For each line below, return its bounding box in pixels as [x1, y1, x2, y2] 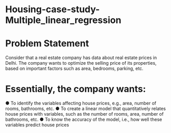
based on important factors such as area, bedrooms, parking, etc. [5, 65, 144, 72]
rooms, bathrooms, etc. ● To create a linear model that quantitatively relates [5, 105, 166, 112]
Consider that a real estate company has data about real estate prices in [5, 55, 157, 61]
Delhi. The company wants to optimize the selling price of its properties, [5, 60, 157, 66]
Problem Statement [5, 38, 89, 49]
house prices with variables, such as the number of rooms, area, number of [5, 111, 164, 117]
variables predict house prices [5, 122, 69, 128]
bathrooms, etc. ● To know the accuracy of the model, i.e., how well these [5, 116, 162, 123]
